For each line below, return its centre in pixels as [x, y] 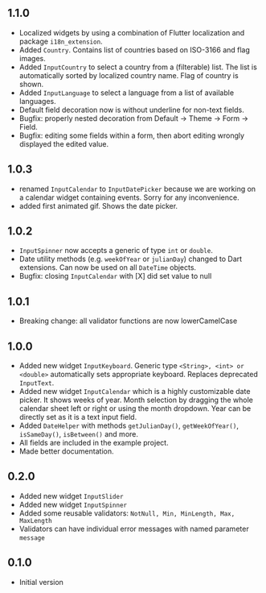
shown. [31, 84]
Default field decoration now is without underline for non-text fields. [131, 110]
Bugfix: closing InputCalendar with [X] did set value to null [115, 276]
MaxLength [36, 520]
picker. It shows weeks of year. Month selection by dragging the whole [136, 400]
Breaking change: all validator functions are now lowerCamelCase [128, 321]
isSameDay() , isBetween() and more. [78, 434]
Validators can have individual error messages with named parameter [134, 529]
